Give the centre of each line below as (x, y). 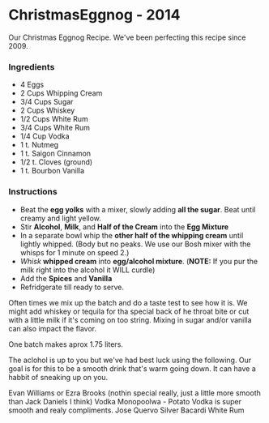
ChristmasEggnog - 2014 (94, 15)
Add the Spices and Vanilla (66, 278)
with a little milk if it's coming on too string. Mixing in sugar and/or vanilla (130, 320)
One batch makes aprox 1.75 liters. (66, 344)
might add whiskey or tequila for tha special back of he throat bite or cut (129, 311)
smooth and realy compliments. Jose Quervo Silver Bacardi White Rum (126, 410)
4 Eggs (32, 85)
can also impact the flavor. (53, 328)
